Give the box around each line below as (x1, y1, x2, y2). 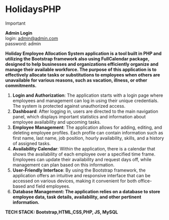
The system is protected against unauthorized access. (12, 103, 126, 109)
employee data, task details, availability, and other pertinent (12, 194, 141, 200)
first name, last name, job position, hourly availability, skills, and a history (12, 135, 164, 141)
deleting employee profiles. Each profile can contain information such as (12, 129, 163, 135)
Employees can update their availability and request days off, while (12, 156, 152, 162)
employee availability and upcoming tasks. (12, 119, 101, 125)
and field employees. (27, 183, 71, 189)
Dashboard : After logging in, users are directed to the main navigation (12, 108, 158, 114)
